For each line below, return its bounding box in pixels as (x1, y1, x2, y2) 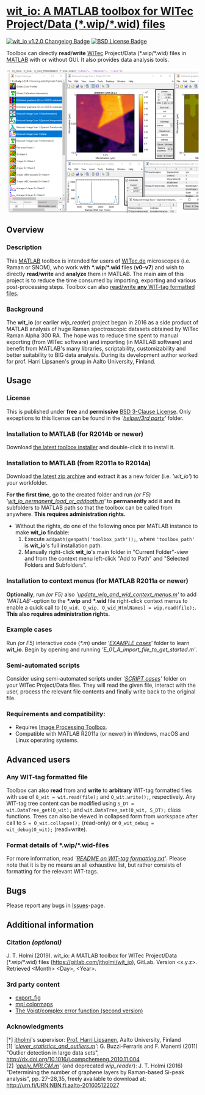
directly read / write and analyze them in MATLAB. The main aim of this (6, 270, 184, 277)
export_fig (15, 994, 41, 1001)
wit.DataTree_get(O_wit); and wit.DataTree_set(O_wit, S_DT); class (6, 806, 181, 813)
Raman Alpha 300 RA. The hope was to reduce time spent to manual (6, 332, 179, 339)
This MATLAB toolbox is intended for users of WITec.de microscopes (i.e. (6, 257, 191, 264)
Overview (6, 225, 45, 235)
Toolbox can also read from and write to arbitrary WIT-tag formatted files (6, 787, 192, 794)
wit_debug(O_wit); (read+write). (6, 826, 87, 833)
